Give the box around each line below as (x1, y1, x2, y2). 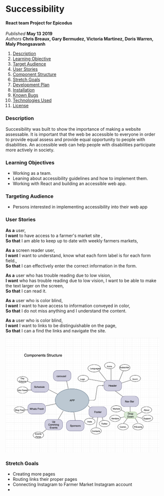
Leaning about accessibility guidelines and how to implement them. (12, 175, 148, 181)
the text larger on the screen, (5, 283, 64, 288)
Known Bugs (12, 92, 39, 98)
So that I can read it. (5, 288, 47, 294)
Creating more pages (12, 471, 56, 477)
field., (5, 258, 17, 263)
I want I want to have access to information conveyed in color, (5, 303, 131, 308)
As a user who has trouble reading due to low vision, (5, 272, 111, 278)
